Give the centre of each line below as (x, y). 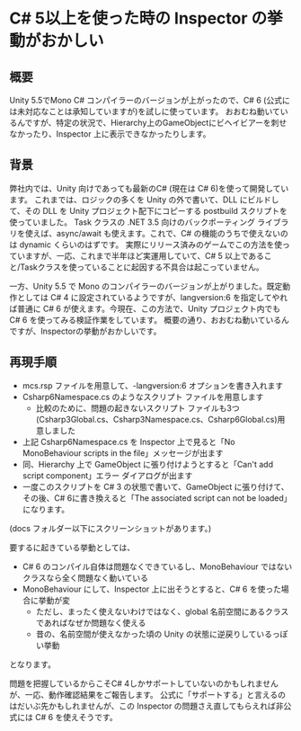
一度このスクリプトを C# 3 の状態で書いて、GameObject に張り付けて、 (155, 486)
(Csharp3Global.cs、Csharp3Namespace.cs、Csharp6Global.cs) (156, 419)
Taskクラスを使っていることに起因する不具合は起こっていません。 (142, 267)
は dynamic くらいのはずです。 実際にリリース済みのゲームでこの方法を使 (146, 245)
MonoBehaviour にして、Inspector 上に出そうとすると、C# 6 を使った (151, 589)
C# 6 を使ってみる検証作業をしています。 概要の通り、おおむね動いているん (150, 319)
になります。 (46, 509)
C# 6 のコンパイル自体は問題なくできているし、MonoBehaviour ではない (157, 566)
